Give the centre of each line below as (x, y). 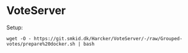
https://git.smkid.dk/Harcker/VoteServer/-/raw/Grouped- (108, 38)
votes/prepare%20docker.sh (41, 44)
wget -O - (19, 38)
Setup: (15, 27)
